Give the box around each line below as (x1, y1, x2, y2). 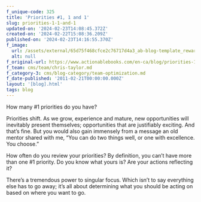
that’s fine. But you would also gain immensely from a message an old (6, 127, 178, 135)
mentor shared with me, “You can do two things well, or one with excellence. (6, 134, 195, 141)
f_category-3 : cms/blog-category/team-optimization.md (6, 70, 146, 76)
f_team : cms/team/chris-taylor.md (6, 64, 93, 71)
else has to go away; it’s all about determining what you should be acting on (6, 182, 193, 189)
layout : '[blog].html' (6, 82, 63, 88)
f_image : (6, 43, 28, 49)
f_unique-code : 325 (6, 8, 55, 15)
